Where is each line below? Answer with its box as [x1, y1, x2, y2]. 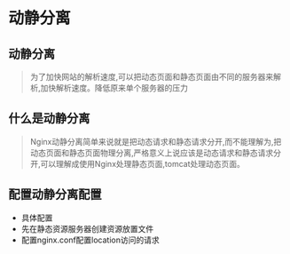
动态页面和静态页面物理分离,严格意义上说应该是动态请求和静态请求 [29, 147, 274, 158]
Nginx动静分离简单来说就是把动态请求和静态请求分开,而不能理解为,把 [29, 136, 282, 147]
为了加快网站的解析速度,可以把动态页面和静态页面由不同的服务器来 [29, 72, 274, 82]
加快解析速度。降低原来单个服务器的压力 [40, 83, 188, 93]
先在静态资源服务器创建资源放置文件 [20, 223, 154, 234]
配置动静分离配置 [8, 187, 102, 202]
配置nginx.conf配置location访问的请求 [20, 234, 161, 245]
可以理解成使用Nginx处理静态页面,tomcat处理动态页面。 [40, 158, 245, 169]
